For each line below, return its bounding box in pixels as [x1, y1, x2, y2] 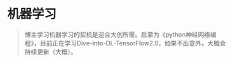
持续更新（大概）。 [24, 48, 77, 56]
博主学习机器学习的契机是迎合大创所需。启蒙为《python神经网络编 [24, 30, 217, 39]
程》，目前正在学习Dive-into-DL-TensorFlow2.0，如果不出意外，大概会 [24, 39, 226, 47]
